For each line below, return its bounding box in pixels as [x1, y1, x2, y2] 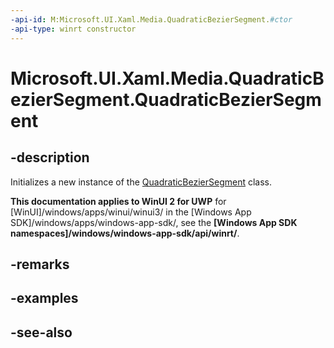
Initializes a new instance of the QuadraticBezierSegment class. [10, 176, 273, 188]
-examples [10, 290, 79, 307]
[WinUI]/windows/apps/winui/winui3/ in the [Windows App [10, 206, 252, 218]
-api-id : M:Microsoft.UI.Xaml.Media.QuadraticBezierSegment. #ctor [10, 14, 293, 25]
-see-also [10, 324, 73, 341]
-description [10, 149, 90, 166]
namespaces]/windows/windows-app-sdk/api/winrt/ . [10, 227, 240, 239]
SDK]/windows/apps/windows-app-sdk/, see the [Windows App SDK [10, 216, 298, 228]
